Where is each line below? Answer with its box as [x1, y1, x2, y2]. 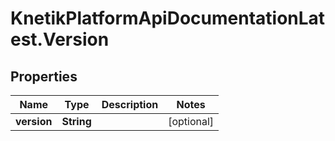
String [61, 115, 92, 128]
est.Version [10, 28, 110, 51]
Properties [10, 68, 78, 85]
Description [101, 98, 159, 111]
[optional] [168, 115, 215, 128]
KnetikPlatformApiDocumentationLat [10, 7, 326, 30]
